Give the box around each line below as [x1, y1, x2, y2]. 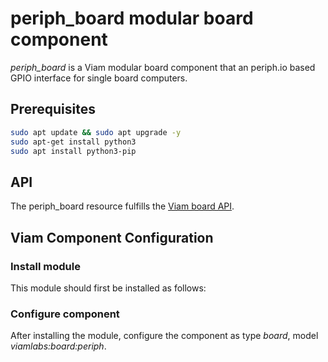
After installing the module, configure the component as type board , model [10, 330, 319, 342]
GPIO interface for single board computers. [10, 72, 188, 84]
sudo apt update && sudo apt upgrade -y [10, 127, 182, 137]
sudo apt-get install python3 [10, 137, 137, 147]
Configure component [10, 307, 120, 321]
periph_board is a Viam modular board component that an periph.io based [10, 61, 316, 73]
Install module [10, 259, 81, 273]
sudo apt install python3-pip [10, 146, 137, 156]
